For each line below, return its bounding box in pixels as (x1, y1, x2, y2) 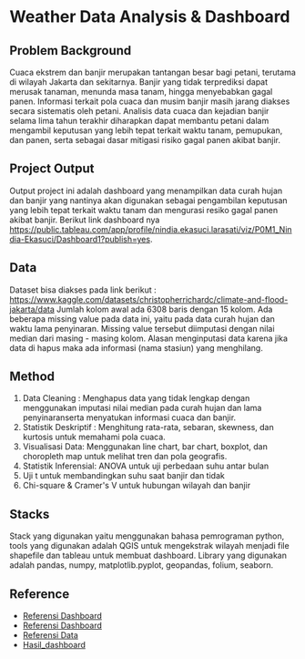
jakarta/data (9, 304, 55, 314)
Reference (9, 586, 70, 602)
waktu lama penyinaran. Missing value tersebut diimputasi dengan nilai (9, 323, 275, 334)
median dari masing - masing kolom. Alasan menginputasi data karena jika (9, 333, 289, 344)
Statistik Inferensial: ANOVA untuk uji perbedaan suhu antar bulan (22, 460, 269, 471)
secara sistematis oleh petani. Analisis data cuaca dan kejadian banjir (9, 106, 269, 116)
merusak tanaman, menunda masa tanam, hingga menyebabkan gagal (9, 87, 273, 97)
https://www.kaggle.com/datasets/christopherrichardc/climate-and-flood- (9, 293, 289, 304)
